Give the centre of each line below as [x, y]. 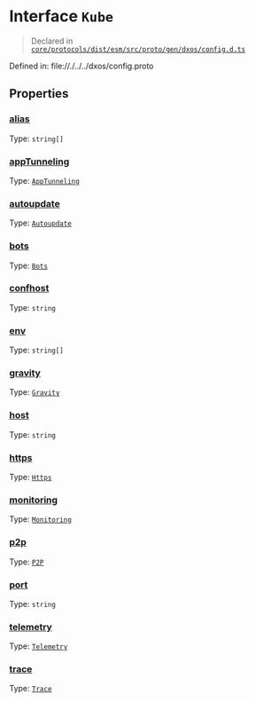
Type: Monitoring [41, 519]
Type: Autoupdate [41, 223]
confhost [29, 288]
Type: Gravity [35, 392]
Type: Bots [29, 265]
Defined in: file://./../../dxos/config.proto [81, 66]
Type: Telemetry [39, 646]
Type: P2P [27, 562]
